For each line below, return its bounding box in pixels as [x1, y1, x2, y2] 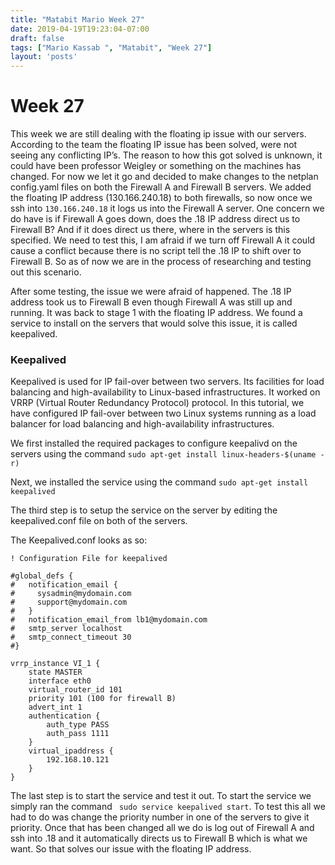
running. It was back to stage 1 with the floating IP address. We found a [10, 307, 303, 319]
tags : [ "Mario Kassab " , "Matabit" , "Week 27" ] [10, 42, 213, 53]
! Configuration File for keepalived [10, 554, 168, 564]
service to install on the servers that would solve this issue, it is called [10, 317, 298, 330]
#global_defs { [10, 571, 74, 581]
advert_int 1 [28, 702, 83, 713]
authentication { [28, 711, 101, 721]
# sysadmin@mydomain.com [10, 589, 132, 599]
